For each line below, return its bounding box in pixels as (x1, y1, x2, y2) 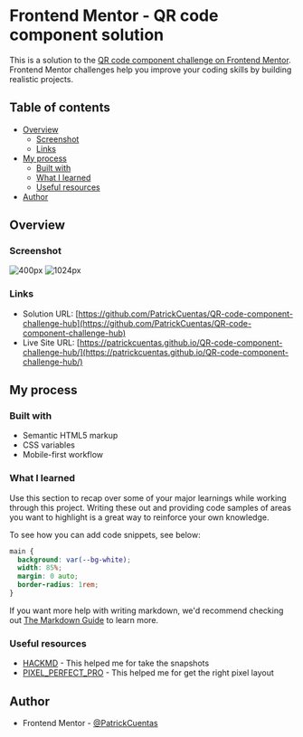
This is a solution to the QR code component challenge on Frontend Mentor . (9, 54, 291, 65)
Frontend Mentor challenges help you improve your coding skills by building (9, 64, 292, 75)
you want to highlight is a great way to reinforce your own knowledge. (9, 512, 270, 523)
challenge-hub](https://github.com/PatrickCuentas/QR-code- (22, 317, 251, 328)
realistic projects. (9, 73, 74, 84)
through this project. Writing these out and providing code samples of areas (9, 502, 292, 513)
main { (9, 546, 34, 556)
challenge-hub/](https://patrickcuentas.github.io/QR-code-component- (22, 346, 289, 357)
